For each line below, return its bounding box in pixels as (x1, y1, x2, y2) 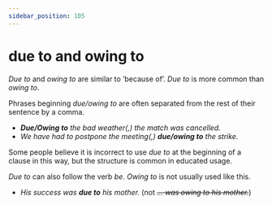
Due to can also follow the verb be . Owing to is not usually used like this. (8, 172, 252, 181)
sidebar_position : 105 (8, 11, 85, 20)
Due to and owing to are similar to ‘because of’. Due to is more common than (8, 74, 265, 84)
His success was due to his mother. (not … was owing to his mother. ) (19, 187, 252, 197)
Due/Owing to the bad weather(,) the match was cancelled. (19, 123, 221, 133)
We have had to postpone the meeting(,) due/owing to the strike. (19, 131, 239, 141)
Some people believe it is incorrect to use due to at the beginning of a (8, 147, 242, 157)
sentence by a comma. (8, 107, 85, 116)
